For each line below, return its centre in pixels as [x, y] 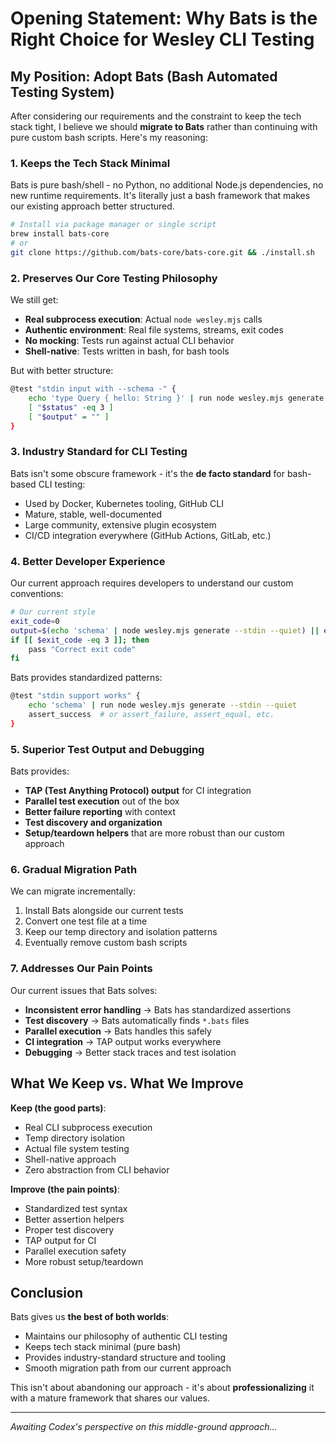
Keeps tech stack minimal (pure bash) [103, 1347]
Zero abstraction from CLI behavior [97, 1169]
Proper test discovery [69, 1229]
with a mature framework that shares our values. [110, 1398]
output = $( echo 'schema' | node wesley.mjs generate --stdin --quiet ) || [165, 630]
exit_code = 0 [35, 621]
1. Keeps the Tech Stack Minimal [90, 163]
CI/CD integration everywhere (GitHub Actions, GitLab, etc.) [148, 535]
